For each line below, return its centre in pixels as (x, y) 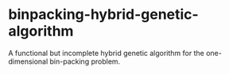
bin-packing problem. (85, 61)
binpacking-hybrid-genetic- (103, 15)
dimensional (28, 61)
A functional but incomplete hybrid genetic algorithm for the (106, 53)
